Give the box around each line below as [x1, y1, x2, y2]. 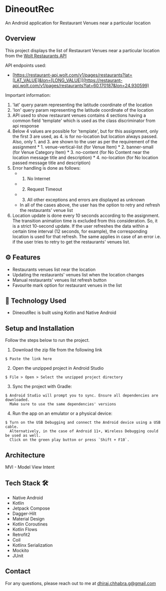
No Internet [27, 175, 51, 182]
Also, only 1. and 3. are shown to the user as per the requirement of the [12, 138, 158, 144]
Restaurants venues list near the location [12, 266, 96, 272]
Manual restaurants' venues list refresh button [12, 277, 107, 283]
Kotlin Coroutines [12, 521, 48, 527]
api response [12, 123, 39, 129]
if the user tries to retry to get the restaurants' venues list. [12, 239, 130, 245]
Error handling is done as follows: [12, 165, 81, 171]
